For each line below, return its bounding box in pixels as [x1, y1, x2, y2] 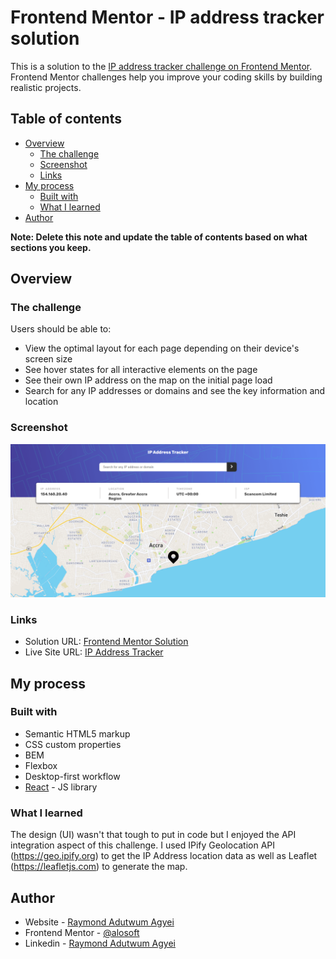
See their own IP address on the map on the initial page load [24, 374, 273, 386]
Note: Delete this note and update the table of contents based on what [10, 231, 308, 243]
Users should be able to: [10, 323, 112, 335]
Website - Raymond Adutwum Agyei [24, 916, 175, 928]
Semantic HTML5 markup [24, 727, 131, 740]
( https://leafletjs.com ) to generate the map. [10, 861, 188, 873]
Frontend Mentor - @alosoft [24, 926, 140, 938]
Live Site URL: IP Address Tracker [24, 646, 164, 658]
